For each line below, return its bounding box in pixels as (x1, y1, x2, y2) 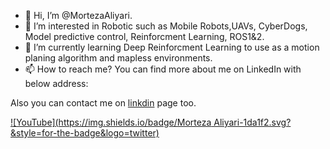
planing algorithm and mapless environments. (24, 52, 213, 64)
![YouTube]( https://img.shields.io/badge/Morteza (10, 116, 212, 128)
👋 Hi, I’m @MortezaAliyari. (24, 10, 133, 21)
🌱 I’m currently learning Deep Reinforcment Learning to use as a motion (24, 41, 320, 53)
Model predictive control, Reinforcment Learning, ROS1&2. (24, 31, 265, 42)
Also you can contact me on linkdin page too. (10, 97, 197, 109)
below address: (24, 78, 89, 89)
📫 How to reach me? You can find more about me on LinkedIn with (24, 63, 302, 75)
